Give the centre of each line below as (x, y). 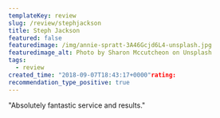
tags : (17, 61)
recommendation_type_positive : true (69, 82)
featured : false (35, 38)
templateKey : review (43, 16)
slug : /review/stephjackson (55, 23)
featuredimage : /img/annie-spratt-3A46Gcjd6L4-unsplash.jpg (110, 45)
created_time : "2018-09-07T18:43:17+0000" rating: (92, 75)
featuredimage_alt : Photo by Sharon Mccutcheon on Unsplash (110, 53)
